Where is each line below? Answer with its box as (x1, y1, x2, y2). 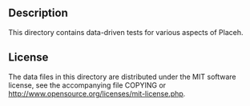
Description (8, 6, 68, 20)
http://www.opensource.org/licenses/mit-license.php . (8, 88, 186, 98)
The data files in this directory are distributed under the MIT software (8, 72, 236, 81)
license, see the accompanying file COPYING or (8, 80, 167, 90)
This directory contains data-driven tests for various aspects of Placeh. (8, 27, 244, 37)
